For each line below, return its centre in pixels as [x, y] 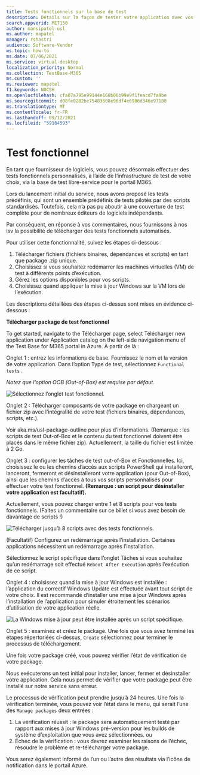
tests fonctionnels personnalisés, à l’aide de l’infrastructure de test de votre [99, 176]
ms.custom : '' [24, 79]
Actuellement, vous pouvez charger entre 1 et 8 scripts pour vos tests [92, 504]
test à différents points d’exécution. [58, 273]
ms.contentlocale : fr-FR [37, 112]
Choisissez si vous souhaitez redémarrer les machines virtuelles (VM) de [104, 267]
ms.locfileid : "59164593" [38, 123]
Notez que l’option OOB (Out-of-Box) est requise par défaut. [81, 382]
